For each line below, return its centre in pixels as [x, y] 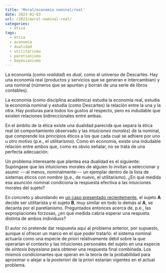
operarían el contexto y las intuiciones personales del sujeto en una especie [83, 244]
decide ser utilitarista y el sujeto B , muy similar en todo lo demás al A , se [79, 203]
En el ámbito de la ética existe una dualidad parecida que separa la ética [79, 126]
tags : [11, 33]
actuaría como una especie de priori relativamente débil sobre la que [75, 239]
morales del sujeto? [25, 188]
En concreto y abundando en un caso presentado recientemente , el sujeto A [83, 198]
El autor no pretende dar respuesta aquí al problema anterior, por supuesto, [82, 228]
